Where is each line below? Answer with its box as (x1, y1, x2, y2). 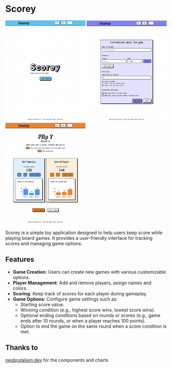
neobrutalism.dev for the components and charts (5, 357, 109, 363)
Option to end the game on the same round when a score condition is (20, 323, 167, 329)
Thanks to (5, 343, 38, 352)
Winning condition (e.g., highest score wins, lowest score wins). (20, 307, 155, 313)
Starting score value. (20, 301, 64, 307)
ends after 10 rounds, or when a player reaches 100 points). (20, 317, 146, 324)
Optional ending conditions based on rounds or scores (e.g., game (20, 312, 161, 318)
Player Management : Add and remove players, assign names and (12, 280, 152, 286)
